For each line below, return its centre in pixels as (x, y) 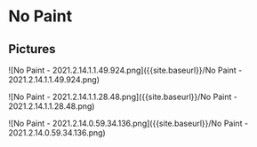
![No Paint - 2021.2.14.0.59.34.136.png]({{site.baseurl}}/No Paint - (128, 123)
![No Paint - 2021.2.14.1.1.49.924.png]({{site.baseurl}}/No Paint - (125, 70)
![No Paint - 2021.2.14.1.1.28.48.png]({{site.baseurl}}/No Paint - (123, 97)
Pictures (32, 49)
